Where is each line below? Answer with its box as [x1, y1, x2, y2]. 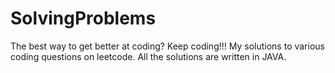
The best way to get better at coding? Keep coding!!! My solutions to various [10, 40, 325, 52]
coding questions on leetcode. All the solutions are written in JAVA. [10, 50, 287, 62]
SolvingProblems [10, 7, 157, 30]
